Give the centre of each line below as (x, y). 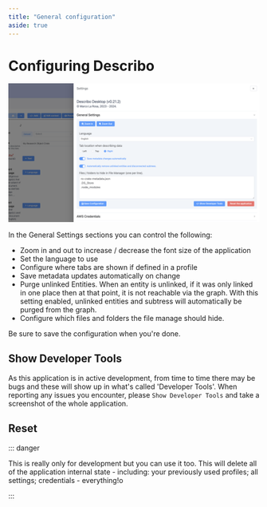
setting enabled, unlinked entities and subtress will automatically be (131, 301)
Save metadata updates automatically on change (100, 276)
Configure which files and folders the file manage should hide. (122, 319)
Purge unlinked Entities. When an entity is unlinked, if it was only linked (136, 284)
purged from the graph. (58, 310)
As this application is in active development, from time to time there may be (132, 378)
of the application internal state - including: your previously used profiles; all (133, 472)
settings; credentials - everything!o (66, 480)
